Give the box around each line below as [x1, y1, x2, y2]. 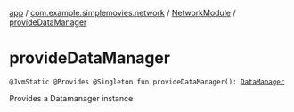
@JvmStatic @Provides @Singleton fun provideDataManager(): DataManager [9, 77, 285, 86]
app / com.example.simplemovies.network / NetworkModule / [9, 8, 236, 18]
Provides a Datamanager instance [9, 92, 134, 103]
